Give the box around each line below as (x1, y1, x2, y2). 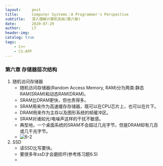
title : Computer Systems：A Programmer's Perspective (5, 12, 129, 17)
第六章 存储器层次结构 (5, 66, 57, 73)
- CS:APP (14, 49, 32, 54)
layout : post (5, 7, 41, 12)
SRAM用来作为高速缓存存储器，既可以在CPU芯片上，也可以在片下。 (19, 103, 159, 109)
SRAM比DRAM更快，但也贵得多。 (19, 97, 89, 103)
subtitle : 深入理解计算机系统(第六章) (5, 16, 81, 21)
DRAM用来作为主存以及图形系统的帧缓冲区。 (19, 109, 111, 115)
